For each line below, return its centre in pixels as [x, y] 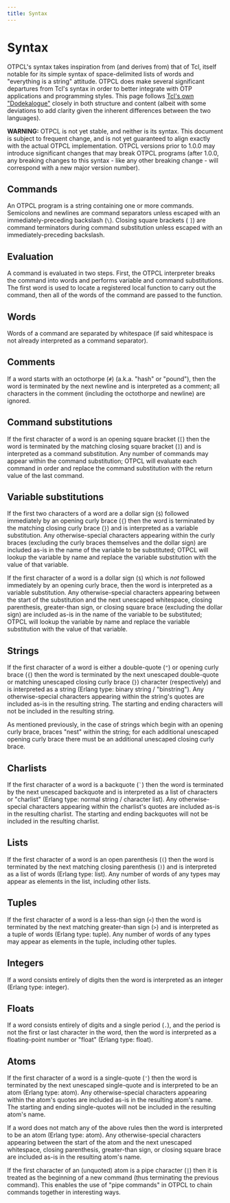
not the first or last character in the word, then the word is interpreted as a [112, 1032]
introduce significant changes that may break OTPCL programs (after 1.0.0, [113, 153]
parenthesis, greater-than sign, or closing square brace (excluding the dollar [115, 607]
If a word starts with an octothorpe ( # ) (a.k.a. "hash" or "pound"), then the [112, 378]
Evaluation [30, 256]
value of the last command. [46, 475]
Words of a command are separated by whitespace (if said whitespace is [110, 333]
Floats [21, 1008]
